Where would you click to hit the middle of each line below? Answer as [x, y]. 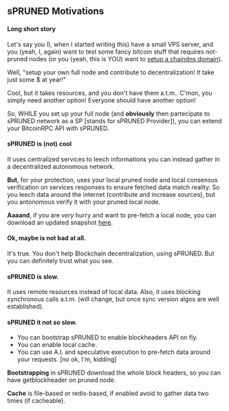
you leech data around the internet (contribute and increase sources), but [111, 194]
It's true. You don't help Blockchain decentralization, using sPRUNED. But [111, 253]
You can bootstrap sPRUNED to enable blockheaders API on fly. [107, 337]
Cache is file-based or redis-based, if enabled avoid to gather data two [108, 393]
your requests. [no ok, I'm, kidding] [67, 359]
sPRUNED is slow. [33, 276]
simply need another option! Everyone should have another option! [101, 100]
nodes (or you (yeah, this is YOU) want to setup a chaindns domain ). [126, 59]
